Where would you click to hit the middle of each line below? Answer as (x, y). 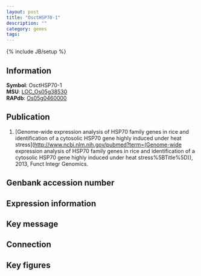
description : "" (27, 23)
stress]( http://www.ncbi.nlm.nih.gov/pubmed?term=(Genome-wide (98, 144)
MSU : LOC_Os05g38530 (37, 91)
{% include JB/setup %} (36, 51)
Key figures (28, 265)
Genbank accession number (60, 183)
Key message (32, 224)
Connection (29, 245)
